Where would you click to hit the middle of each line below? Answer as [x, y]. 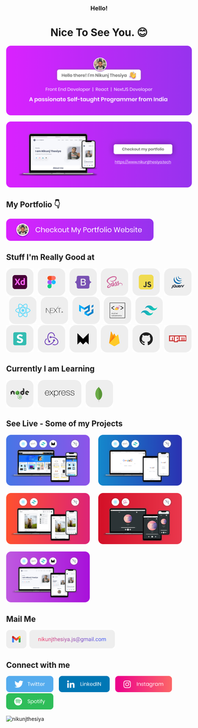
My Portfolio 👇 [33, 205]
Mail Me [21, 619]
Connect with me [38, 665]
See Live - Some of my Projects [65, 424]
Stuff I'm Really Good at [50, 257]
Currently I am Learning [50, 369]
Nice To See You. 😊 [99, 33]
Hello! [99, 8]
